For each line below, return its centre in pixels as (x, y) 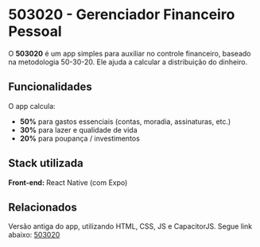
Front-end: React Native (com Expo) (68, 182)
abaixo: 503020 (34, 235)
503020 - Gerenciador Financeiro (122, 15)
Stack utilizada (46, 163)
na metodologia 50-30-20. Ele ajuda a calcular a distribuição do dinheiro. (128, 62)
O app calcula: (32, 106)
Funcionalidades (50, 87)
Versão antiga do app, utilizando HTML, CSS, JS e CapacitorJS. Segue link (130, 226)
